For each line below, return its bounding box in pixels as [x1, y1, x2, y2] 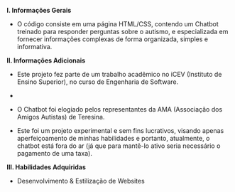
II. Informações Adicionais [6, 56, 86, 65]
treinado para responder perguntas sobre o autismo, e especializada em [16, 28, 229, 36]
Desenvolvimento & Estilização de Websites [16, 177, 145, 185]
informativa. [16, 43, 53, 50]
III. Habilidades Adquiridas [6, 163, 87, 171]
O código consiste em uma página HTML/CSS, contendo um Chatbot [16, 20, 219, 28]
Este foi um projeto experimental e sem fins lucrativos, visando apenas [16, 127, 224, 134]
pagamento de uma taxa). [16, 149, 93, 157]
